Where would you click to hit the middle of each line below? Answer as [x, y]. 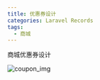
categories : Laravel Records [50, 21]
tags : [15, 27]
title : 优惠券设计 [32, 14]
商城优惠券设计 [29, 55]
